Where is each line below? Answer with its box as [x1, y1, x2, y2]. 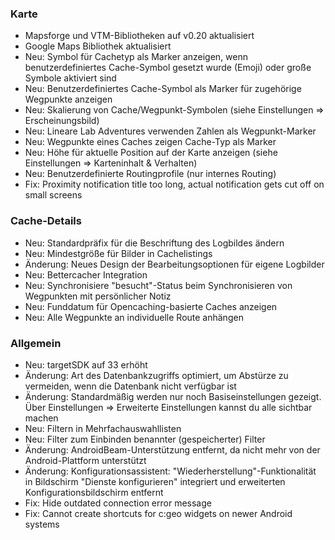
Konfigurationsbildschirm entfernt [24, 486, 164, 498]
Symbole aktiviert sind [24, 72, 117, 84]
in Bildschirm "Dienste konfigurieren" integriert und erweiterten [24, 475, 286, 487]
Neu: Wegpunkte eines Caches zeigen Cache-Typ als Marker [24, 136, 277, 148]
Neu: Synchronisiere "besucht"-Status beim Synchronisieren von [24, 279, 293, 291]
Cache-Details [10, 214, 82, 228]
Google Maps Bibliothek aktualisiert [24, 40, 172, 52]
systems [24, 518, 60, 530]
